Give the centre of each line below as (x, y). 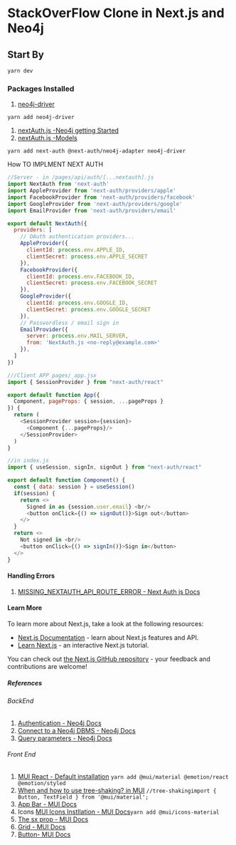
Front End (22, 755)
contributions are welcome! (47, 666)
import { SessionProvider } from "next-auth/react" (85, 382)
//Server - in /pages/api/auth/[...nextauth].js (81, 177)
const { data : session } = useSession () (74, 487)
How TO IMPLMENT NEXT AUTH (55, 165)
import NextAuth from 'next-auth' (59, 184)
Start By (26, 55)
